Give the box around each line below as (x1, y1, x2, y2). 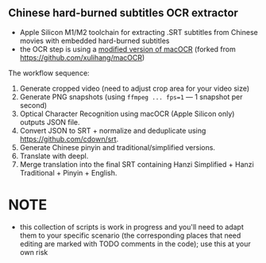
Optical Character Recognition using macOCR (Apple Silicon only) (19, 109, 235, 118)
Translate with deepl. (19, 151, 89, 161)
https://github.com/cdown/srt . (19, 134, 119, 144)
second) (19, 100, 48, 110)
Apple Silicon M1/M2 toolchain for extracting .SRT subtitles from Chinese (19, 27, 258, 37)
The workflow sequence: (8, 68, 90, 78)
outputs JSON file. (19, 117, 80, 126)
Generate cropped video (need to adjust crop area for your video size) (19, 83, 250, 93)
